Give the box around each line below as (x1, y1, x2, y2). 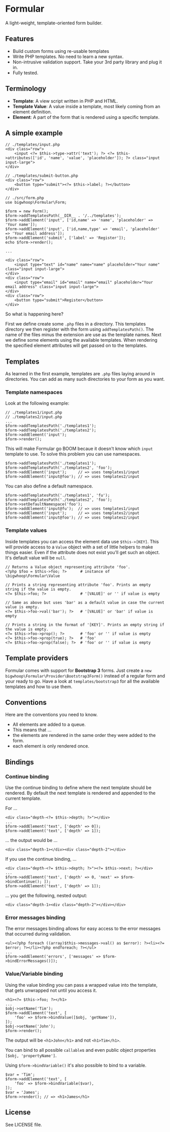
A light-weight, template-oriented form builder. (5, 20, 103, 26)
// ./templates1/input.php (5, 410, 62, 415)
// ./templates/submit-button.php (5, 173, 79, 178)
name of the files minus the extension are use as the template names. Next (5, 332, 161, 338)
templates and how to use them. (5, 684, 73, 690)
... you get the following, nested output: (5, 892, 87, 899)
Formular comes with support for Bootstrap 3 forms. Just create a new (5, 667, 152, 673)
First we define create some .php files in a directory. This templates (5, 321, 146, 327)
